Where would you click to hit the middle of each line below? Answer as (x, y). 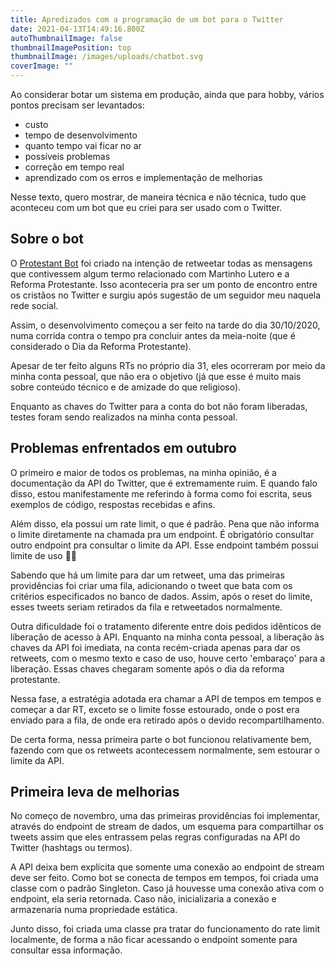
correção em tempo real (74, 167)
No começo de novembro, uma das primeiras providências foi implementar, (165, 816)
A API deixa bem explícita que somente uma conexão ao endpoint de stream (167, 867)
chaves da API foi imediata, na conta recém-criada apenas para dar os (155, 647)
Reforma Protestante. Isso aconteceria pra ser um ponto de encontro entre (164, 284)
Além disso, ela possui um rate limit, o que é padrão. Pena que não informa (165, 523)
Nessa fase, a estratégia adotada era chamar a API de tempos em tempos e (166, 698)
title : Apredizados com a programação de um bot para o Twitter (147, 19)
